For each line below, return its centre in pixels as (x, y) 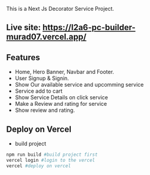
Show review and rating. (45, 110)
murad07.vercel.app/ (46, 37)
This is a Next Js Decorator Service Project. (60, 9)
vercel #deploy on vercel (38, 166)
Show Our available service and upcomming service (79, 85)
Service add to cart (39, 91)
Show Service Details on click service (61, 97)
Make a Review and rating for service (61, 104)
